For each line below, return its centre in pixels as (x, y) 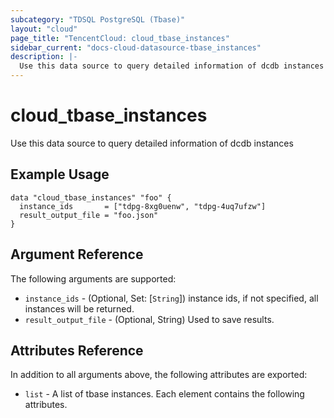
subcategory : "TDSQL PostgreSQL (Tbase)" (98, 19)
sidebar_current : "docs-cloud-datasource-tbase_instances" (136, 47)
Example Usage (60, 174)
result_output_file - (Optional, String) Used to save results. (149, 319)
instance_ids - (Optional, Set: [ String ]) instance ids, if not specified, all (171, 298)
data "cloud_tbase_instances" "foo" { (91, 197)
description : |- (44, 57)
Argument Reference (77, 254)
